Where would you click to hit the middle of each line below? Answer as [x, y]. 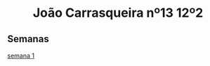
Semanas [28, 39]
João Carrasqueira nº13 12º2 [118, 13]
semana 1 [21, 55]
